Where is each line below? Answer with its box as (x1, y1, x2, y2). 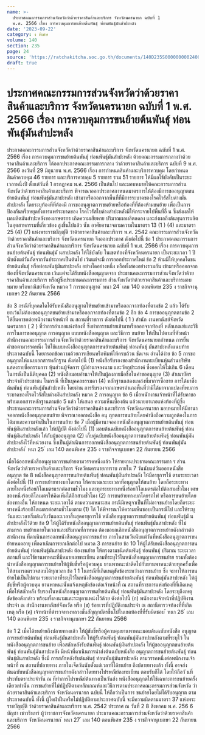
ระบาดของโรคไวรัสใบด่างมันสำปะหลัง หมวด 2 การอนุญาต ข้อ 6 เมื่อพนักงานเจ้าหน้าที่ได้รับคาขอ (7, 391, 196, 398)
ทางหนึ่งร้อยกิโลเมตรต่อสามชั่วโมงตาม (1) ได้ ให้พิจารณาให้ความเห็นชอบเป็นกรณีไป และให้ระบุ (7, 506, 195, 513)
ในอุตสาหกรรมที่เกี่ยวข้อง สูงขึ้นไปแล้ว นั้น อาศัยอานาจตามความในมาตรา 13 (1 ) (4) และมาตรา (7, 221, 196, 229)
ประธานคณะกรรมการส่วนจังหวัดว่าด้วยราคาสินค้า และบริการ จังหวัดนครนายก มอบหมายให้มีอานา (7, 405, 198, 412)
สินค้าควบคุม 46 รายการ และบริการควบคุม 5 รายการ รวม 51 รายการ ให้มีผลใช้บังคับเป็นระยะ (7, 174, 192, 181)
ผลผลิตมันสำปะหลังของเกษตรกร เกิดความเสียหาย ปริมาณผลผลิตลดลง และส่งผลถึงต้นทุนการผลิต (7, 215, 198, 222)
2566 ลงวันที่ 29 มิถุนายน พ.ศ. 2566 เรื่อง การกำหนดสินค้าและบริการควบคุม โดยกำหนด (7, 167, 189, 174)
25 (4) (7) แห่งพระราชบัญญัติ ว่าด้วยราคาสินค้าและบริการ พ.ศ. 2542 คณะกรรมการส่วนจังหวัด (7, 229, 198, 236)
